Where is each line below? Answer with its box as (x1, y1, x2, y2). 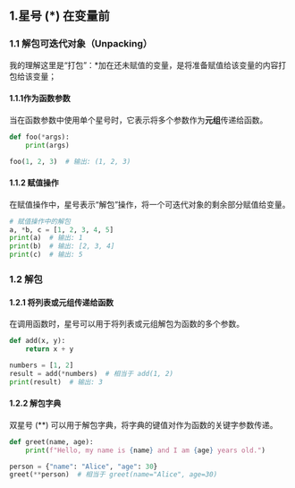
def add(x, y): (9, 337, 66, 346)
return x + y (25, 345, 74, 354)
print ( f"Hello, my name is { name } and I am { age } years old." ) (25, 446, 266, 455)
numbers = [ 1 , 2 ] (9, 361, 74, 370)
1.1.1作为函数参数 (9, 93, 71, 104)
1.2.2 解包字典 (9, 398, 62, 409)
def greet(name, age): (9, 437, 94, 446)
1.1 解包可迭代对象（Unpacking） (9, 38, 153, 50)
